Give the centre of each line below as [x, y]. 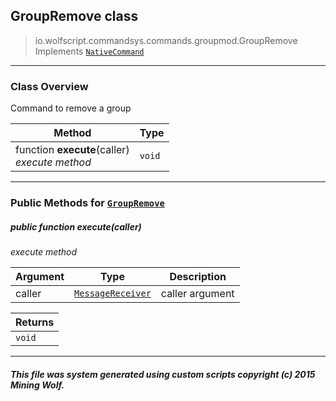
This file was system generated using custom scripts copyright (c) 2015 [163, 374]
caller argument [197, 293]
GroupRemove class [74, 16]
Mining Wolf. [37, 385]
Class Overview [49, 86]
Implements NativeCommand [89, 51]
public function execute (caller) [76, 226]
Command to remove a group [71, 108]
